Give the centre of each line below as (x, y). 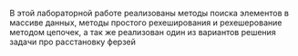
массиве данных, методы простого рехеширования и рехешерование (146, 23)
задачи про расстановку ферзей (73, 42)
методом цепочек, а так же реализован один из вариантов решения (143, 32)
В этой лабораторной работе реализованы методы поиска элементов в (149, 13)
